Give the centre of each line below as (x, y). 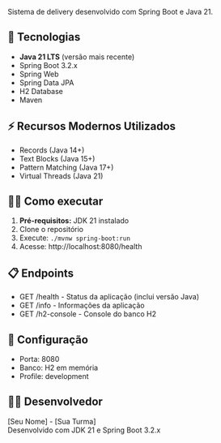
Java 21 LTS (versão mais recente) (77, 57)
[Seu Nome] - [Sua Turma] (52, 421)
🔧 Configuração (48, 340)
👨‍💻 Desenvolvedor (55, 402)
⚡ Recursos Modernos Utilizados (91, 126)
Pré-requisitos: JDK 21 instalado (74, 221)
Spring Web (39, 74)
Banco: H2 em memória (59, 368)
